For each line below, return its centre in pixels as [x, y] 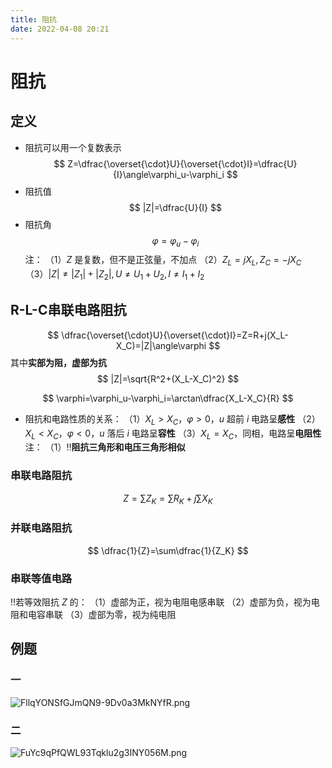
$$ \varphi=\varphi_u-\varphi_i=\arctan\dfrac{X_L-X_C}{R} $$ [168, 398]
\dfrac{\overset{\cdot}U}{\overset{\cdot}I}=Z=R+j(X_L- [175, 335]
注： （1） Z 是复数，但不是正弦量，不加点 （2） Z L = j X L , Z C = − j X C [163, 261]
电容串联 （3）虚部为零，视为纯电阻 [102, 614]
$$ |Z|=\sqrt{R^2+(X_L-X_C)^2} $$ [168, 378]
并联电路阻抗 [41, 528]
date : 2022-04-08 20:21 [60, 29]
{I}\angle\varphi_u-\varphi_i [169, 174]
